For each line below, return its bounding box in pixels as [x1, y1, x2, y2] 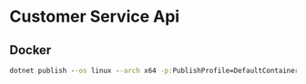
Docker [9, 42, 52, 58]
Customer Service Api [9, 6, 180, 27]
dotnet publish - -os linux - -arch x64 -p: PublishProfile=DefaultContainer [9, 66, 300, 75]
